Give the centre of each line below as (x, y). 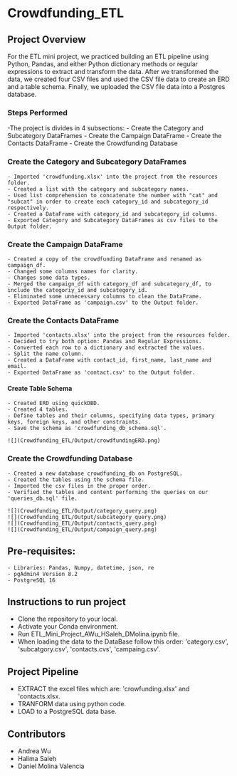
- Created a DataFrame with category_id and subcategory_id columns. (113, 214)
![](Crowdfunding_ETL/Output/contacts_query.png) (83, 523)
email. (17, 367)
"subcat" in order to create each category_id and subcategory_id (108, 201)
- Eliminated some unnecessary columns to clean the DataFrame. (105, 296)
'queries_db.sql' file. (43, 498)
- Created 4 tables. (38, 410)
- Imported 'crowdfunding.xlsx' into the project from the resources (113, 177)
